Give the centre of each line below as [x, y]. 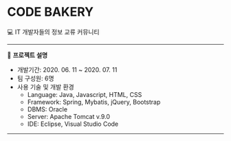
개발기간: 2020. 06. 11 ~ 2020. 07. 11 [67, 69]
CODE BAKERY [51, 12]
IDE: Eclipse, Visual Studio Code [73, 124]
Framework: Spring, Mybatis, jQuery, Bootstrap [94, 102]
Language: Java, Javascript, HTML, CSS [85, 94]
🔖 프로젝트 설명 [27, 55]
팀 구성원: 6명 [35, 78]
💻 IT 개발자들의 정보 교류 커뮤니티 [53, 32]
